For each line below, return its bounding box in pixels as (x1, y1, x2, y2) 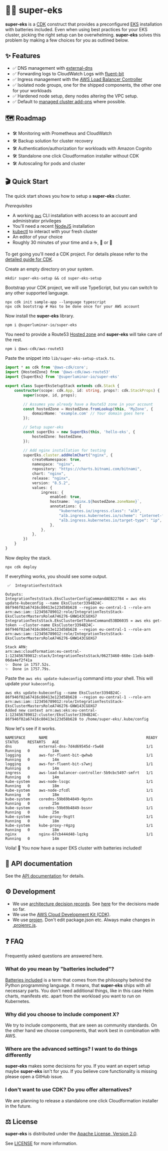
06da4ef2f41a (5, 657, 32, 663)
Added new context (5, 707, 43, 713)
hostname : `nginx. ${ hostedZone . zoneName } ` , (49, 499, 142, 504)
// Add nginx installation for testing (23, 448, 106, 453)
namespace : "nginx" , (31, 462, 75, 467)
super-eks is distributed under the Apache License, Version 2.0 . (5, 1131, 137, 1137)
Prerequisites (5, 203, 32, 209)
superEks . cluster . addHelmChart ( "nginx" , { (23, 453, 113, 458)
